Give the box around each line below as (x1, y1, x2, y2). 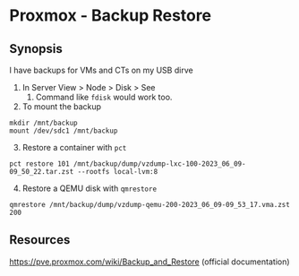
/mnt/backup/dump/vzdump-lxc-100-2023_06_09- (73, 160, 246, 168)
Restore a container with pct (21, 142, 127, 152)
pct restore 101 (9, 160, 70, 168)
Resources (9, 232, 71, 247)
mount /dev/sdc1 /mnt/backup (9, 126, 118, 135)
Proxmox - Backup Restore (9, 5, 212, 26)
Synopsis (9, 41, 63, 56)
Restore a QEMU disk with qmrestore (21, 183, 158, 194)
